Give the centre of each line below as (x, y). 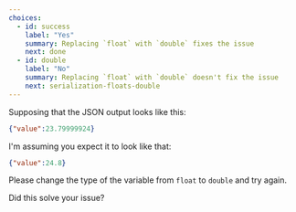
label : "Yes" (50, 35)
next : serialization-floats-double (93, 86)
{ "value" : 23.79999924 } (52, 129)
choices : (25, 18)
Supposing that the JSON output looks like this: (97, 111)
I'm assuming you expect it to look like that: (90, 146)
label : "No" (48, 69)
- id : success (43, 26)
